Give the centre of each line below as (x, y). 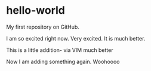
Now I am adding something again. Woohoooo (63, 61)
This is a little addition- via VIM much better (60, 50)
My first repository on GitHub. (43, 27)
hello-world (36, 10)
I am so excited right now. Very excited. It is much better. (76, 38)
